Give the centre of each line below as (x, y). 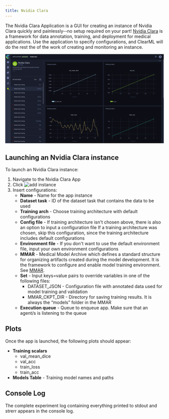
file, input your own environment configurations (69, 249)
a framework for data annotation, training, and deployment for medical (78, 36)
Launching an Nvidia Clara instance (62, 157)
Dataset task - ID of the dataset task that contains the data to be (87, 200)
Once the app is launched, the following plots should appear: (68, 341)
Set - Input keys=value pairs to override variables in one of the (85, 275)
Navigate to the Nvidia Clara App (46, 179)
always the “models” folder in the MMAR (69, 302)
